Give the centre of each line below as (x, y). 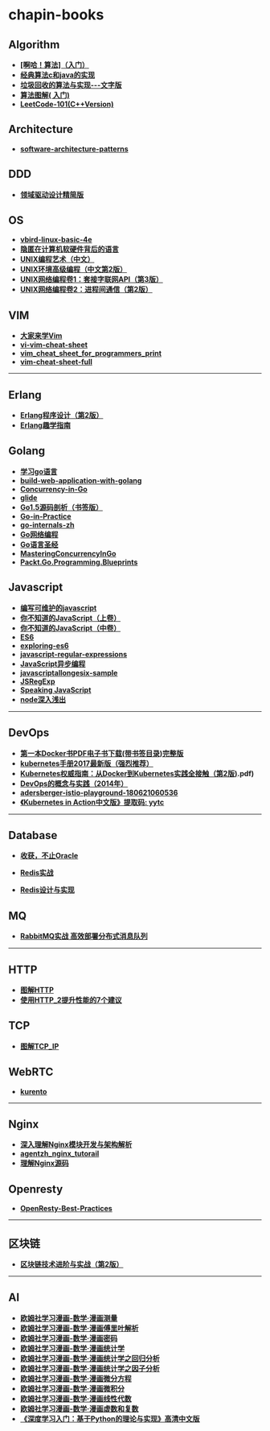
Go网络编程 (39, 534)
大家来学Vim (41, 336)
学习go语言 (39, 471)
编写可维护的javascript (58, 608)
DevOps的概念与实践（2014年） (74, 784)
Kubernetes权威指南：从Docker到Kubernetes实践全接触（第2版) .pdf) (137, 773)
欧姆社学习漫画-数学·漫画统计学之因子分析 (90, 1368)
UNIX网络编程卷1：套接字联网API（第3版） (91, 279)
